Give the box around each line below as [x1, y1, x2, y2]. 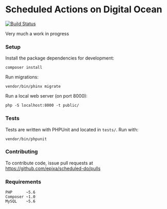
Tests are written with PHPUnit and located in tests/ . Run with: [5, 126, 139, 132]
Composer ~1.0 [5, 194, 36, 200]
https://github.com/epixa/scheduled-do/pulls [5, 165, 101, 172]
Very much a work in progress [5, 30, 69, 36]
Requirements [5, 178, 42, 185]
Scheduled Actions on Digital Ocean [5, 4, 162, 15]
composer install [5, 65, 43, 70]
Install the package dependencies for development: [5, 55, 115, 61]
